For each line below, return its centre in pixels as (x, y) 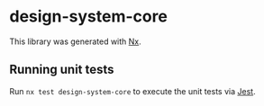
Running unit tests (62, 70)
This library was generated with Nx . (75, 41)
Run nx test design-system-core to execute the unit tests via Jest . (132, 91)
